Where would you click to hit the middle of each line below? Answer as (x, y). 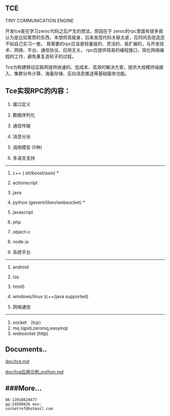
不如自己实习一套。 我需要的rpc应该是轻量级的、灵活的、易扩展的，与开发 (82, 44)
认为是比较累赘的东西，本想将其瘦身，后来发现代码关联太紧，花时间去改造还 (85, 37)
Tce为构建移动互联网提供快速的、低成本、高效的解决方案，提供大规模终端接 (84, 67)
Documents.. (26, 349)
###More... (24, 388)
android (20, 267)
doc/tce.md (17, 361)
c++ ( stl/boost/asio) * (36, 173)
